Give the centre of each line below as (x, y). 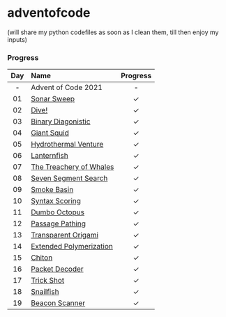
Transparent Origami (65, 235)
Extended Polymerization (72, 246)
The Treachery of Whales (73, 167)
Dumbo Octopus (58, 212)
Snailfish (45, 292)
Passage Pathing (58, 223)
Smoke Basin (52, 190)
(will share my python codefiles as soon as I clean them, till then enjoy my (113, 32)
